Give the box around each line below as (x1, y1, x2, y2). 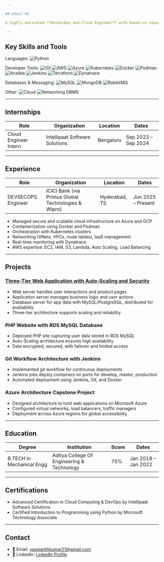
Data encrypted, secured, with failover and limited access (12, 343, 128, 349)
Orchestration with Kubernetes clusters (12, 228, 91, 235)
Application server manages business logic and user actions (12, 294, 134, 300)
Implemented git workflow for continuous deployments (12, 367, 123, 372)
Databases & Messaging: (5, 80, 55, 86)
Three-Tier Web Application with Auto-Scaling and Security (5, 278, 150, 284)
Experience (5, 165, 41, 173)
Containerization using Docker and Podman (12, 223, 100, 229)
